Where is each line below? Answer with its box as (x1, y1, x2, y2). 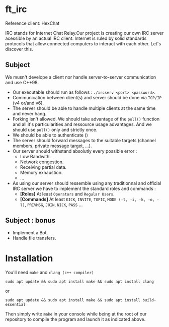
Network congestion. (20, 159, 64, 165)
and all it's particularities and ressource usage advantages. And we (12, 121, 152, 127)
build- (142, 297, 156, 303)
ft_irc (5, 4, 27, 15)
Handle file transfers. (12, 235, 56, 241)
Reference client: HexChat (5, 20, 60, 26)
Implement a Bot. (12, 229, 48, 235)
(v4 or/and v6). (12, 100, 44, 106)
